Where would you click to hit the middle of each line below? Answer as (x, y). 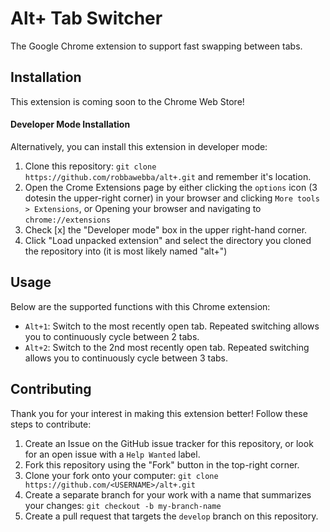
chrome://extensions (67, 220)
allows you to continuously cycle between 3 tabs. (126, 358)
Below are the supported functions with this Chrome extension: (140, 306)
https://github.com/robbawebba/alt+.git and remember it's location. (168, 176)
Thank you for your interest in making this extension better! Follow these (159, 413)
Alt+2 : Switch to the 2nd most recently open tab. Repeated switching (167, 347)
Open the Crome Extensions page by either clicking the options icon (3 (171, 187)
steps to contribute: (51, 424)
